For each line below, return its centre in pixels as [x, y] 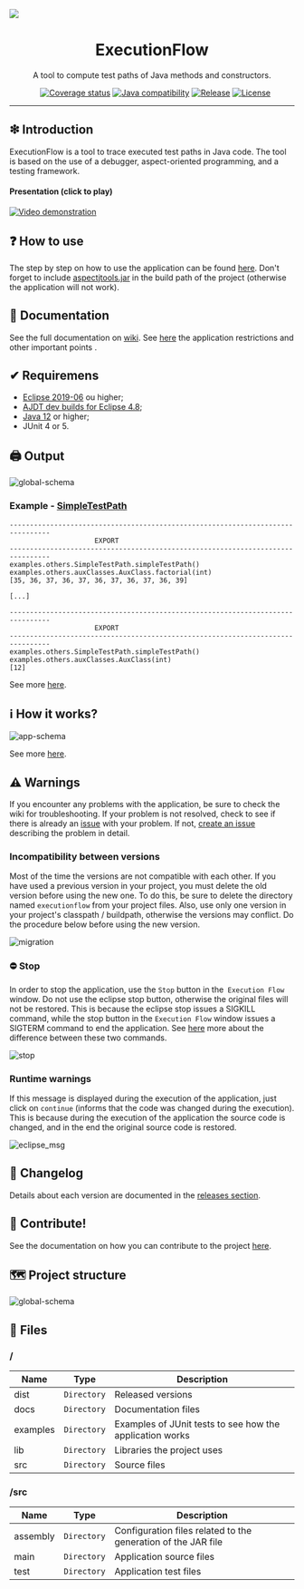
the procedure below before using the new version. [105, 924]
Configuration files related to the [183, 1531]
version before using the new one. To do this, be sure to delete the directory [151, 896]
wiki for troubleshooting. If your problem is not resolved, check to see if [142, 814]
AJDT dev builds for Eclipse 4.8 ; [82, 407]
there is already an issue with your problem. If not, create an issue [133, 824]
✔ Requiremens [54, 375]
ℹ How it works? [53, 713]
